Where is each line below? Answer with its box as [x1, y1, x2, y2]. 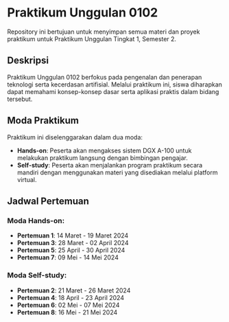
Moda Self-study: [7, 271, 67, 280]
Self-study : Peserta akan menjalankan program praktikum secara [16, 161, 203, 169]
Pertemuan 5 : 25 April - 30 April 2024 [16, 246, 125, 255]
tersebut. [7, 95, 33, 103]
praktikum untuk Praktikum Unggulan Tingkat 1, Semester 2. [7, 34, 177, 43]
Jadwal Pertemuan [7, 195, 89, 207]
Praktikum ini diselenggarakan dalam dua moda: [7, 133, 143, 141]
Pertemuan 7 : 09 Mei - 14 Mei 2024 [16, 253, 119, 262]
